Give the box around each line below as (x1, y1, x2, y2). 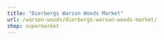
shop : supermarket (7, 22, 59, 29)
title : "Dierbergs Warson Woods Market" (7, 9, 124, 17)
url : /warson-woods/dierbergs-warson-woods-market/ (7, 16, 157, 23)
